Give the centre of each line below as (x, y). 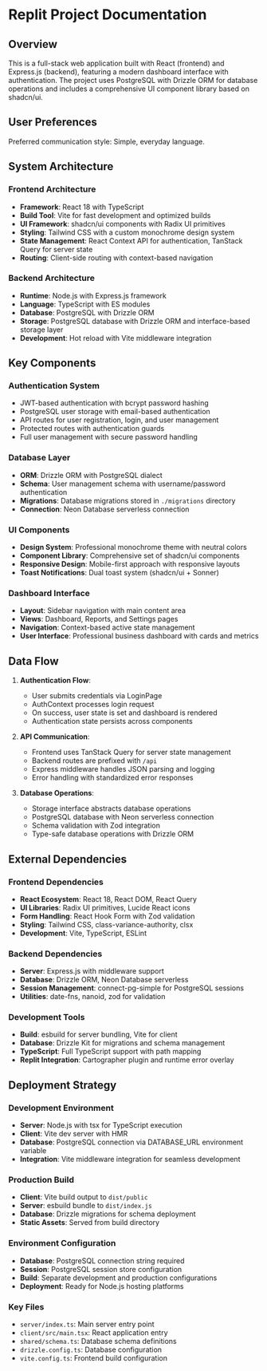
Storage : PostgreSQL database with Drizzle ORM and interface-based (135, 321)
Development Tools (47, 1017)
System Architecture (61, 166)
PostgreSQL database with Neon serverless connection (123, 817)
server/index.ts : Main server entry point (87, 1324)
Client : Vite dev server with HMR (74, 1134)
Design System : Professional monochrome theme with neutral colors (133, 547)
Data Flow (33, 661)
